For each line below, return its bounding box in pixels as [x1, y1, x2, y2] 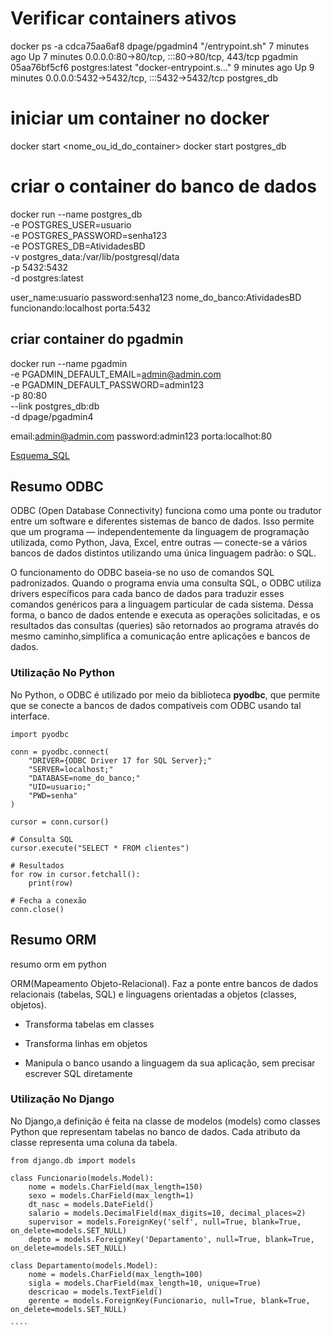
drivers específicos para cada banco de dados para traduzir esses [10, 588, 285, 600]
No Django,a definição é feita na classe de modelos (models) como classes [10, 1115, 321, 1127]
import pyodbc [10, 729, 70, 739]
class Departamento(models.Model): [10, 1260, 159, 1271]
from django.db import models [10, 1155, 137, 1166]
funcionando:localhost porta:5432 [10, 302, 152, 314]
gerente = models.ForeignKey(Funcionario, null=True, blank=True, [28, 1295, 311, 1306]
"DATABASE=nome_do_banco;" [28, 773, 141, 783]
